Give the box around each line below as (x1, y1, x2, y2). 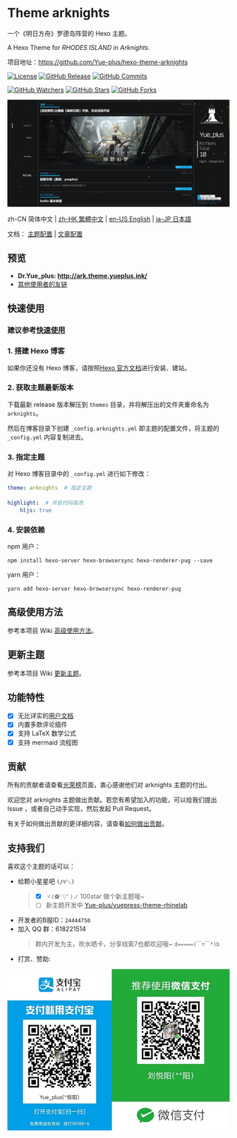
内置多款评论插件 (17, 721, 68, 729)
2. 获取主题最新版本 (7, 383, 74, 393)
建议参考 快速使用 (7, 326, 66, 336)
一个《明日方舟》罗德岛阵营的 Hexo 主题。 (7, 29, 131, 37)
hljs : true (20, 506, 52, 514)
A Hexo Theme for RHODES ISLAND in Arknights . (7, 43, 150, 51)
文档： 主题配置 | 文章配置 (7, 230, 83, 238)
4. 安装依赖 (7, 525, 45, 534)
